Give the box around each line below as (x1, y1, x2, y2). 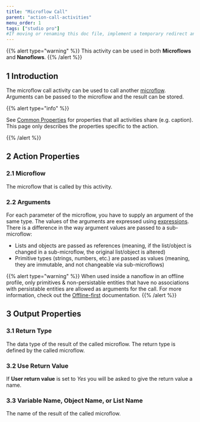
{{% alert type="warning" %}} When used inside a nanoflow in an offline (6, 272, 185, 279)
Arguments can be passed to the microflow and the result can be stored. (6, 93, 185, 100)
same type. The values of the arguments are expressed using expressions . (6, 217, 189, 224)
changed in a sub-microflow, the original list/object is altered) (14, 248, 165, 255)
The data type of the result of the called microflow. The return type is (6, 340, 176, 347)
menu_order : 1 (6, 20, 42, 26)
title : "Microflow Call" (6, 8, 68, 15)
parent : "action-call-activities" (6, 14, 92, 20)
